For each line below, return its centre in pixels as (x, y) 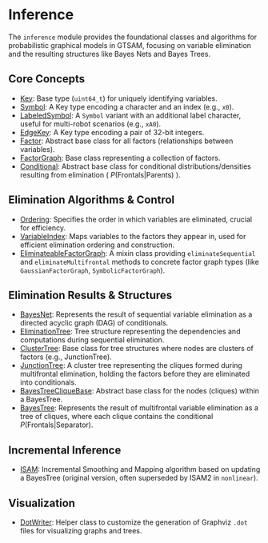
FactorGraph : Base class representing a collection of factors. (120, 158)
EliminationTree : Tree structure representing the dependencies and (130, 331)
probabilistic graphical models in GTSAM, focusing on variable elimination (130, 45)
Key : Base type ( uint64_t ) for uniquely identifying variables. (118, 98)
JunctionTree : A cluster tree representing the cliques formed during (131, 365)
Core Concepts (47, 79)
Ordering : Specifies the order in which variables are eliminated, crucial (136, 219)
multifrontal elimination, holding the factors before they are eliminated (135, 374)
